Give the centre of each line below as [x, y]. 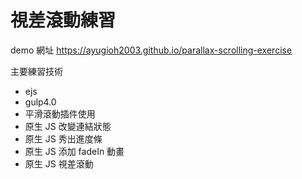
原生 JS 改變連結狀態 [68, 126]
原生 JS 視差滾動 [59, 163]
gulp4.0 [40, 102]
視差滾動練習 [63, 20]
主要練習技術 [36, 71]
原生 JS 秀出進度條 [63, 138]
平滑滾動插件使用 [60, 113]
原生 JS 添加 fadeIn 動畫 [74, 151]
